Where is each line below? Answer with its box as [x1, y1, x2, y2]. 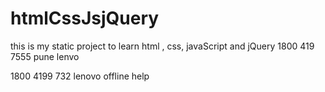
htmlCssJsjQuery [10, 7, 160, 30]
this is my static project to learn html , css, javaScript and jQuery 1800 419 [10, 40, 315, 52]
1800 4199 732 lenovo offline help [10, 70, 150, 82]
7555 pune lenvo [10, 50, 80, 62]
